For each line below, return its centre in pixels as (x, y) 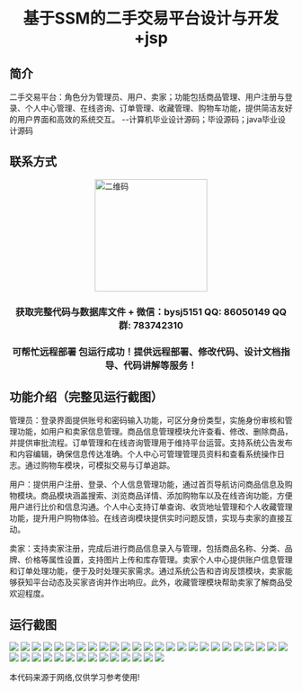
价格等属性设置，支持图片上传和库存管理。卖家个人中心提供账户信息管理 (159, 560)
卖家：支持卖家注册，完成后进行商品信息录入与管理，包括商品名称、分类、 (147, 549)
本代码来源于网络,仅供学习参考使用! (75, 678)
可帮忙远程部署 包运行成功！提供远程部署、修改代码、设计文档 (147, 352)
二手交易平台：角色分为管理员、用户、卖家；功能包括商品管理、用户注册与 (147, 97)
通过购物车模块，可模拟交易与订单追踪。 (100, 465)
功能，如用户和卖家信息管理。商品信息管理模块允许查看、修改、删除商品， (155, 432)
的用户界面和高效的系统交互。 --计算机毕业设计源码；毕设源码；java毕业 (144, 119)
